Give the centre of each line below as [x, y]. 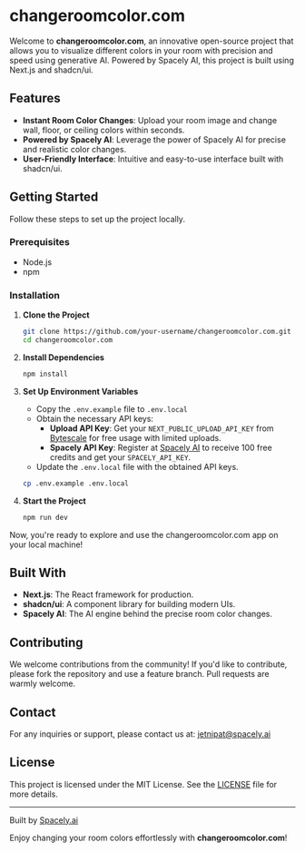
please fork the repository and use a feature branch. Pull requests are [139, 674]
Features [35, 98]
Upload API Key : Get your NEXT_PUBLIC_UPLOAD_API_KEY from [162, 428]
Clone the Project [56, 315]
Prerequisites [39, 242]
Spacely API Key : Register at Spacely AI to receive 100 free [161, 447]
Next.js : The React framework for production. [108, 594]
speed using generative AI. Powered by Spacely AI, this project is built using [152, 60]
